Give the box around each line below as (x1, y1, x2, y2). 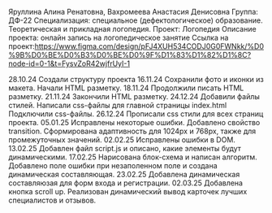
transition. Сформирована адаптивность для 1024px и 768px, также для (8, 126, 257, 136)
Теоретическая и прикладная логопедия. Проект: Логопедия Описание (8, 24, 257, 33)
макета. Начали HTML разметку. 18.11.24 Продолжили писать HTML (8, 83, 244, 93)
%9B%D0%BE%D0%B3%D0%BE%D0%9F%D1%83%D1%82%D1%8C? (8, 50, 252, 59)
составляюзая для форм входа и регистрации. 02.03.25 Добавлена (8, 178, 244, 188)
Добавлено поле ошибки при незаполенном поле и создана (8, 161, 218, 170)
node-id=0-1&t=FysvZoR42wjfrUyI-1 (8, 59, 131, 68)
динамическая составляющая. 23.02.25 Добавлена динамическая (8, 170, 240, 179)
